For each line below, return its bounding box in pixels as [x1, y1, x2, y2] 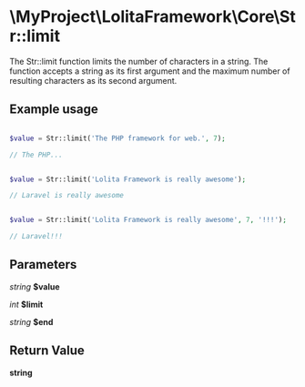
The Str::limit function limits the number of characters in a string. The [9, 56, 269, 66]
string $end [9, 316, 54, 327]
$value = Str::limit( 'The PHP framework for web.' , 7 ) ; [9, 134, 226, 143]
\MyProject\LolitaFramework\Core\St [9, 6, 296, 27]
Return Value [9, 343, 85, 359]
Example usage [9, 102, 98, 117]
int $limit [9, 299, 44, 310]
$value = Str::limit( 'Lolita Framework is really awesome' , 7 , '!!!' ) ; [9, 216, 287, 225]
